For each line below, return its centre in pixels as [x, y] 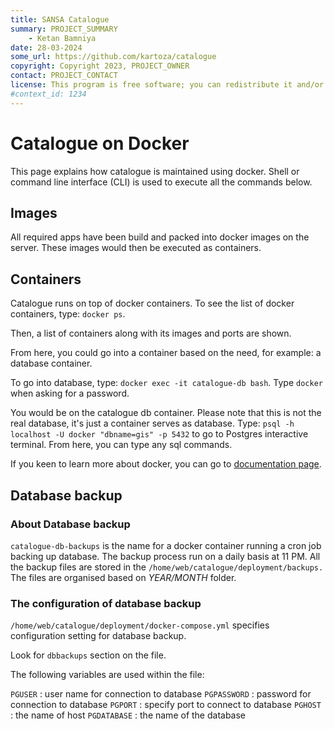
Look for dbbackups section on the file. [88, 655]
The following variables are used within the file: [107, 675]
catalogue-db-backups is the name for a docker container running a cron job [166, 545]
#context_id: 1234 [48, 94]
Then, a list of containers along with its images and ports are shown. [151, 333]
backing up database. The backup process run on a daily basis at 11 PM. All [165, 556]
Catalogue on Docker [100, 143]
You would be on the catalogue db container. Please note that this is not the [166, 413]
